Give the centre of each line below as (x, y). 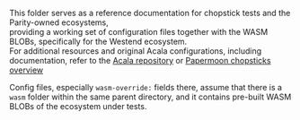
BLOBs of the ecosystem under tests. (78, 106)
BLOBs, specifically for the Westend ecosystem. (98, 41)
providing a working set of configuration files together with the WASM (139, 32)
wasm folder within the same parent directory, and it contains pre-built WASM (150, 97)
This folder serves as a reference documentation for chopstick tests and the (150, 13)
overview (26, 70)
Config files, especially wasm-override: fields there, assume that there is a (146, 87)
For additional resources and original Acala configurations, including (136, 51)
